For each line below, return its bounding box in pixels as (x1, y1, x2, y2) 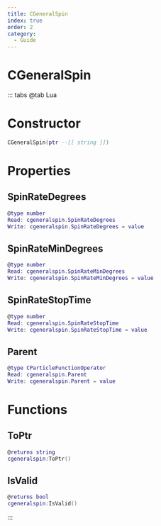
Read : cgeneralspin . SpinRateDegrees (7, 216, 116, 223)
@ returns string (7, 448, 55, 456)
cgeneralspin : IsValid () (7, 500, 78, 508)
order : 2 (7, 23, 33, 30)
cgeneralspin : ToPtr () (7, 455, 72, 462)
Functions (7, 402, 67, 418)
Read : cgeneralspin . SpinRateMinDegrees (7, 268, 126, 275)
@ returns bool (7, 493, 50, 500)
